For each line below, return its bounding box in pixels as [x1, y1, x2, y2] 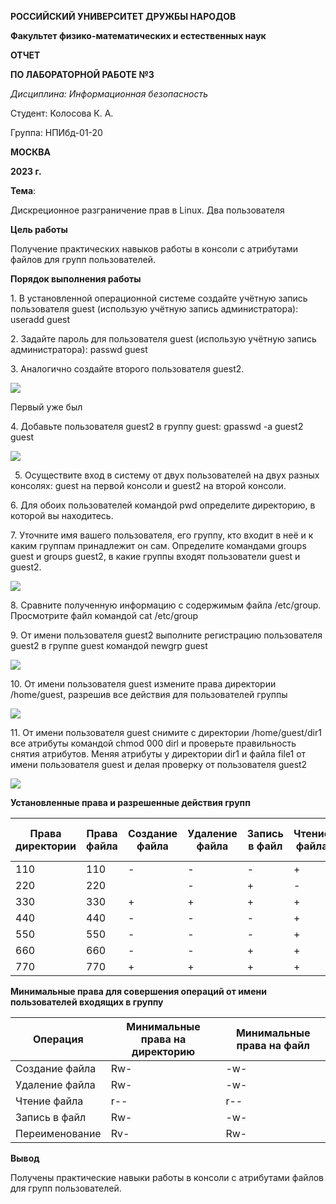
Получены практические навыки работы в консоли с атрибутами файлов [10, 1172, 324, 1183]
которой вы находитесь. [10, 510, 114, 521]
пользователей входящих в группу [10, 996, 164, 1008]
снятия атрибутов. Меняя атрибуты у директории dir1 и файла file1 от [10, 748, 307, 760]
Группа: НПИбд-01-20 [10, 127, 103, 138]
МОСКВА [10, 146, 51, 158]
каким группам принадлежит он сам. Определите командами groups [10, 540, 307, 551]
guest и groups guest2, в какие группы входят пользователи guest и [10, 551, 301, 562]
